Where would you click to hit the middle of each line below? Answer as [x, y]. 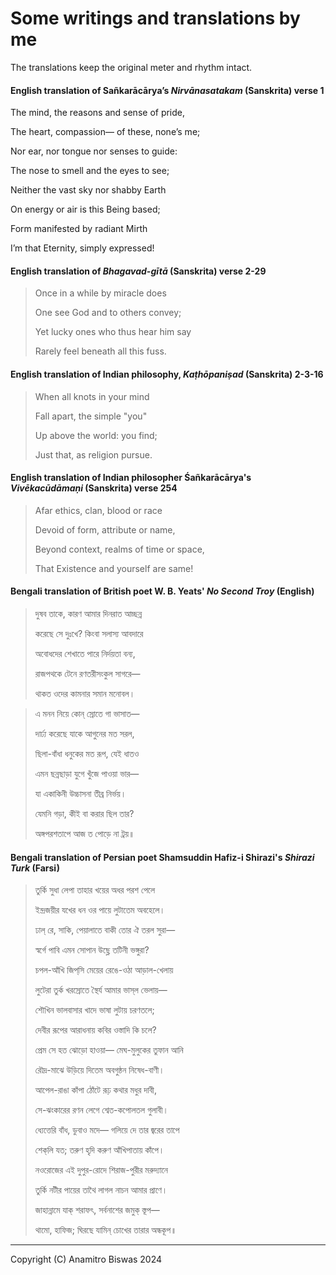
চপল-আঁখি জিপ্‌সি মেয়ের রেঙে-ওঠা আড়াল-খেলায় [104, 970]
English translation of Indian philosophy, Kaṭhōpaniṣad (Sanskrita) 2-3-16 [167, 374]
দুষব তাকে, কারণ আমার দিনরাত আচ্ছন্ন [88, 613]
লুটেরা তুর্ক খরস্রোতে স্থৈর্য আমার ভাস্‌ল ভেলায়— [101, 990]
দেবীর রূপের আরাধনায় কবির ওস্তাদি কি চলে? [95, 1030]
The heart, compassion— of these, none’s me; [105, 132]
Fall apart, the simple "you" [91, 416]
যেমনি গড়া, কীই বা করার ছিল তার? [84, 813]
